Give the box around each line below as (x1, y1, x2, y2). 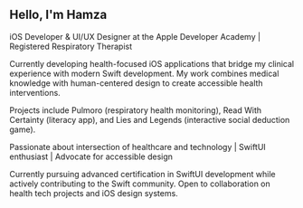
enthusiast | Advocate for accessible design (9, 151, 174, 162)
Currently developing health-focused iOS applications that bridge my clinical (9, 58, 295, 69)
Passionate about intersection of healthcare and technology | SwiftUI (9, 141, 267, 152)
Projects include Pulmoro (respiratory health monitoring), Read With (9, 104, 262, 116)
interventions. (9, 87, 61, 98)
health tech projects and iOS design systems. (9, 187, 178, 198)
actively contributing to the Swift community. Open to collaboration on (9, 178, 271, 189)
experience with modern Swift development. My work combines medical (9, 68, 279, 79)
